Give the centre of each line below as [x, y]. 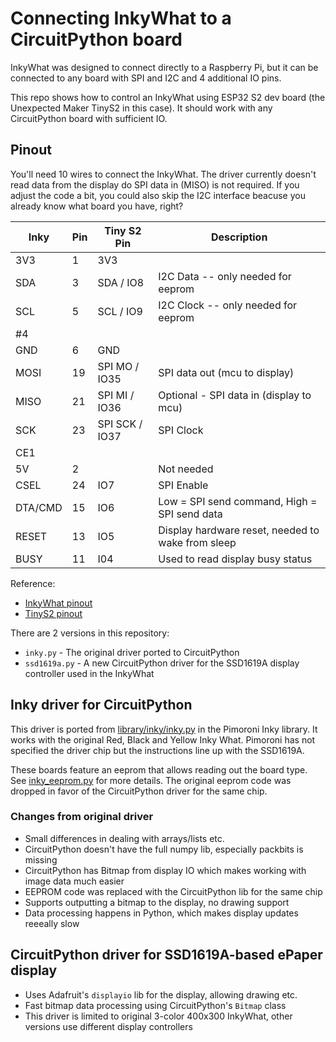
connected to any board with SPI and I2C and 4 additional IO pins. [146, 78]
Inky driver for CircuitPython [101, 705]
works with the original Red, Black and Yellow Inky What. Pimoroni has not [163, 739]
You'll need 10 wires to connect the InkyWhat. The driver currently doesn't [163, 174]
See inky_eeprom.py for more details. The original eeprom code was [151, 780]
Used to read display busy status [235, 559]
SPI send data [190, 514]
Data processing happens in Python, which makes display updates [161, 913]
